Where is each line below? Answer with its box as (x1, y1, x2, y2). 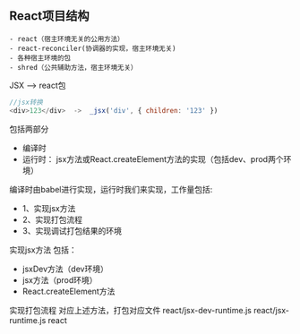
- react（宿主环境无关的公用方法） (9, 34, 124, 43)
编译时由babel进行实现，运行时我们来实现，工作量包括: (9, 184, 213, 194)
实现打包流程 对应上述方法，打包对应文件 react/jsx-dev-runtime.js (9, 304, 253, 315)
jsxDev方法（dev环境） (21, 263, 109, 274)
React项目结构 (9, 8, 90, 24)
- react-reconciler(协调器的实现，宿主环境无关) (9, 44, 176, 53)
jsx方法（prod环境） (21, 274, 98, 285)
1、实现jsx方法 (21, 202, 76, 213)
